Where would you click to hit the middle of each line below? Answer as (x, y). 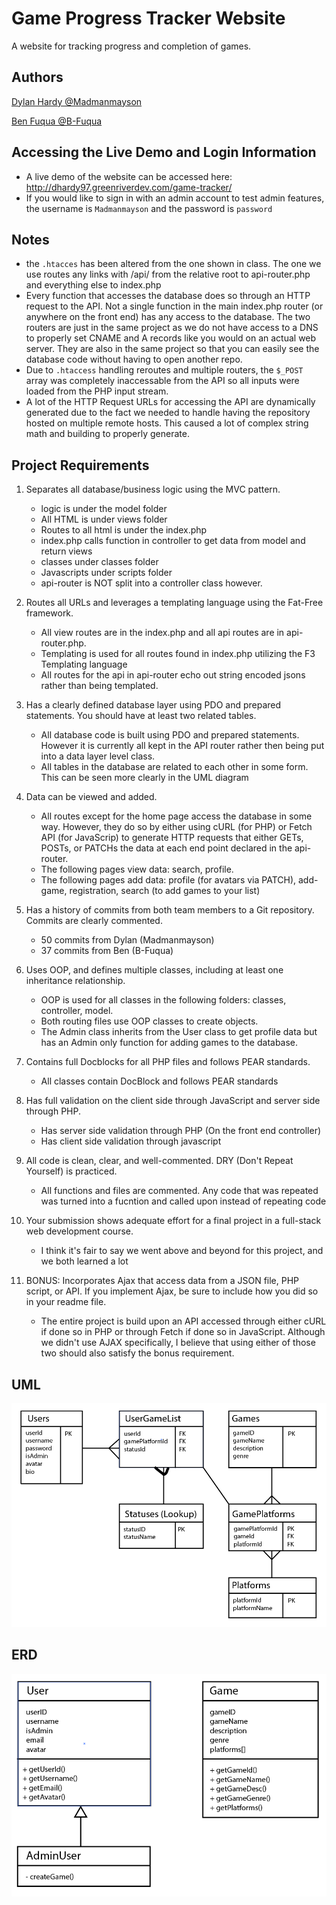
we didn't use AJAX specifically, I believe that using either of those (178, 1343)
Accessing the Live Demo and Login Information (164, 152)
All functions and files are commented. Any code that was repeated (179, 1191)
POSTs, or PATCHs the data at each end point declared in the (166, 848)
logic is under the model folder (104, 509)
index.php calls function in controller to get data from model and (173, 541)
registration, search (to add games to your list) (165, 891)
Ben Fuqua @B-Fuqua (57, 121)
